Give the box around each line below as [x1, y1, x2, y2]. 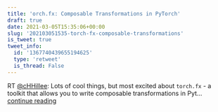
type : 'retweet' [13, 56, 61, 63]
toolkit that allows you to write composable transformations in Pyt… [7, 89, 203, 97]
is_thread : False [13, 62, 65, 69]
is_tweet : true [7, 36, 52, 43]
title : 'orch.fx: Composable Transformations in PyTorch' [7, 10, 181, 17]
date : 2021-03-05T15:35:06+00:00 [7, 23, 105, 30]
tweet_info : [7, 43, 42, 50]
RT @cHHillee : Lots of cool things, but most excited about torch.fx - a [7, 81, 212, 90]
